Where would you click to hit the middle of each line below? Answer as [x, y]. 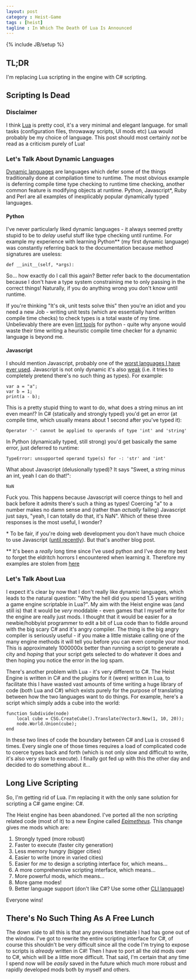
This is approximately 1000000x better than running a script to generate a [95, 648]
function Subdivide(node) [37, 713]
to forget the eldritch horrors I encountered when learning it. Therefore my [96, 558]
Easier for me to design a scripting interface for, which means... [91, 864]
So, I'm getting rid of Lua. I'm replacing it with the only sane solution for [92, 797]
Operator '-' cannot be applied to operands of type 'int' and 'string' [97, 431]
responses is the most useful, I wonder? [54, 522]
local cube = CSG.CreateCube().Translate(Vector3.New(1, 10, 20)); [100, 719]
